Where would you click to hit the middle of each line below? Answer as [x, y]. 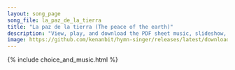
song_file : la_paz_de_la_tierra [54, 20]
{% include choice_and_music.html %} [63, 59]
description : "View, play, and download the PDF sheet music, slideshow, [117, 33]
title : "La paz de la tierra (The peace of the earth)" [90, 27]
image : [17, 40]
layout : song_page [34, 14]
